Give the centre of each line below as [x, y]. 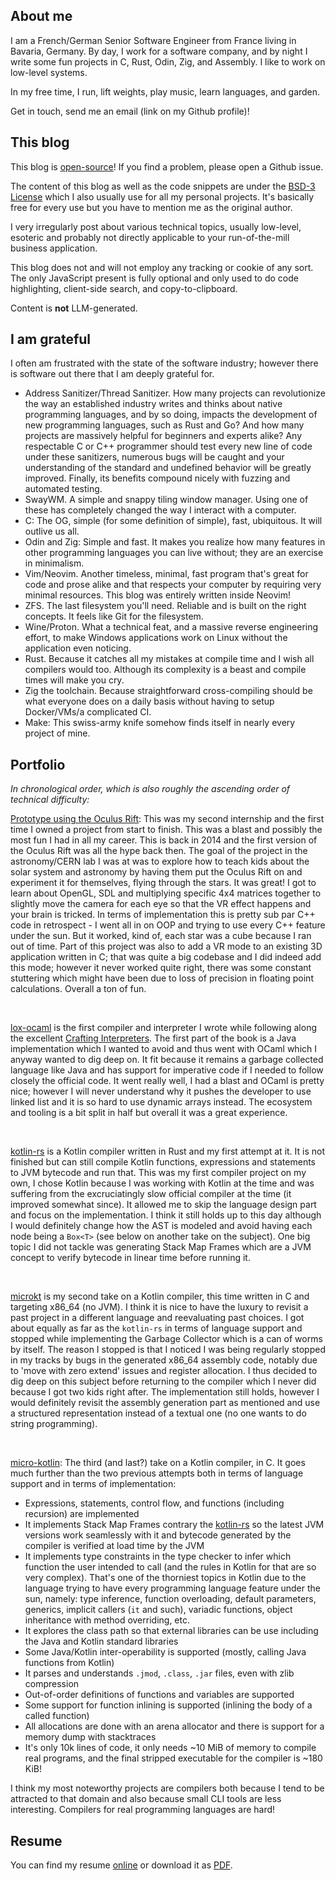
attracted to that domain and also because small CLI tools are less [146, 1799]
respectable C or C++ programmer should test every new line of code [168, 446]
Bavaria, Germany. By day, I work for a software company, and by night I [159, 51]
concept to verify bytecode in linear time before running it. [130, 1258]
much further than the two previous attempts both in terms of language [157, 1473]
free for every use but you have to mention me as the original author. [151, 207]
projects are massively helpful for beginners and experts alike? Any [163, 436]
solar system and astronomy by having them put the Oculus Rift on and [156, 872]
